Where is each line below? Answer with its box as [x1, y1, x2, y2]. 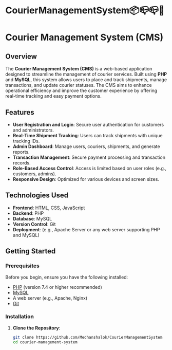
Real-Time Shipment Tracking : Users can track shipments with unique [12, 133, 163, 138]
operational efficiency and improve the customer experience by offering [5, 87, 158, 94]
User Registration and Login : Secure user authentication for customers [12, 122, 164, 127]
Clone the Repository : [12, 325, 61, 331]
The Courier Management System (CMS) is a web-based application [5, 66, 152, 72]
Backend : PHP [12, 210, 44, 216]
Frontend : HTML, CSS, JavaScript [12, 205, 85, 211]
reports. [12, 149, 30, 155]
